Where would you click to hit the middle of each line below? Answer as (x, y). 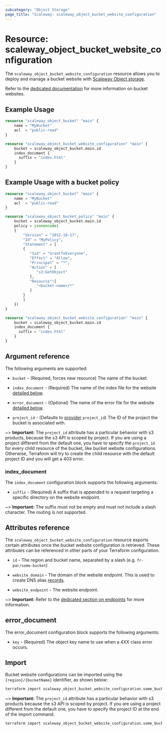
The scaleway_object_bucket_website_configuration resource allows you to (83, 74)
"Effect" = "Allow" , (51, 258)
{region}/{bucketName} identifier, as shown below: (57, 680)
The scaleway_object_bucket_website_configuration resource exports (77, 540)
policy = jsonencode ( (36, 226)
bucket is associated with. (39, 423)
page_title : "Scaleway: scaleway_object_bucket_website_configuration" (81, 14)
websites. (15, 94)
